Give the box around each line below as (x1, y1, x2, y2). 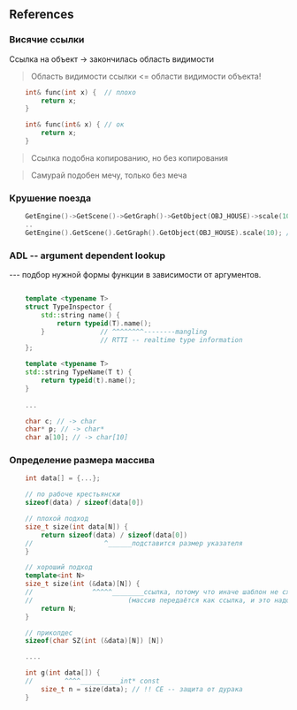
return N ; (41, 604, 77, 613)
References (9, 7, 74, 22)
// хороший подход (25, 563, 93, 572)
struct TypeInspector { (25, 302, 113, 312)
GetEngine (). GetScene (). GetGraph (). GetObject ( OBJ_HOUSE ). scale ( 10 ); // (25, 228, 294, 237)
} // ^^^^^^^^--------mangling (41, 327, 208, 336)
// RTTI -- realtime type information (100, 335, 243, 344)
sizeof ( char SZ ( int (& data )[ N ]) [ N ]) (25, 637, 164, 645)
